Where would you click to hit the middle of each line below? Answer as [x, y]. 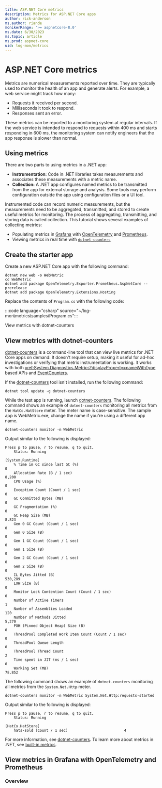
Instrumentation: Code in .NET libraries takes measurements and [77, 174]
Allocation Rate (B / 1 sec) [43, 473]
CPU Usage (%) [28, 481]
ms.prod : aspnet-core [27, 41]
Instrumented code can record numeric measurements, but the [68, 204]
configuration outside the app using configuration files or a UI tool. [78, 195]
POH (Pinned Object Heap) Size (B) [50, 626]
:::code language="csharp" [32, 311]
